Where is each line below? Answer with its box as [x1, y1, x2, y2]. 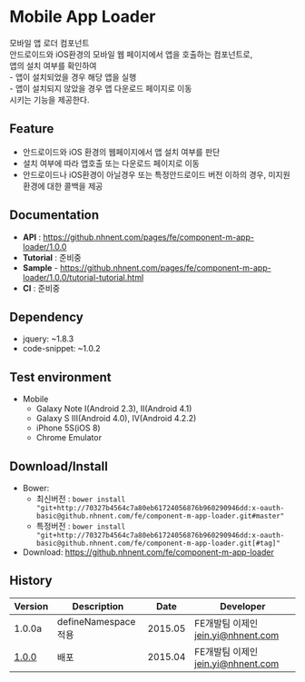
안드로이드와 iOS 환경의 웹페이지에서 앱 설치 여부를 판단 [22, 146, 221, 157]
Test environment [9, 370, 112, 385]
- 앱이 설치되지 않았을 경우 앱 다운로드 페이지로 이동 [9, 83, 192, 94]
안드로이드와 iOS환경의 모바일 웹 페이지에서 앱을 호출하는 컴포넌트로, [9, 48, 253, 60]
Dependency [9, 309, 84, 324]
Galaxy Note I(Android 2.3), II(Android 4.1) [35, 403, 192, 414]
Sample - [22, 262, 59, 273]
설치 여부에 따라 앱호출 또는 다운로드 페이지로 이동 [22, 157, 200, 169]
